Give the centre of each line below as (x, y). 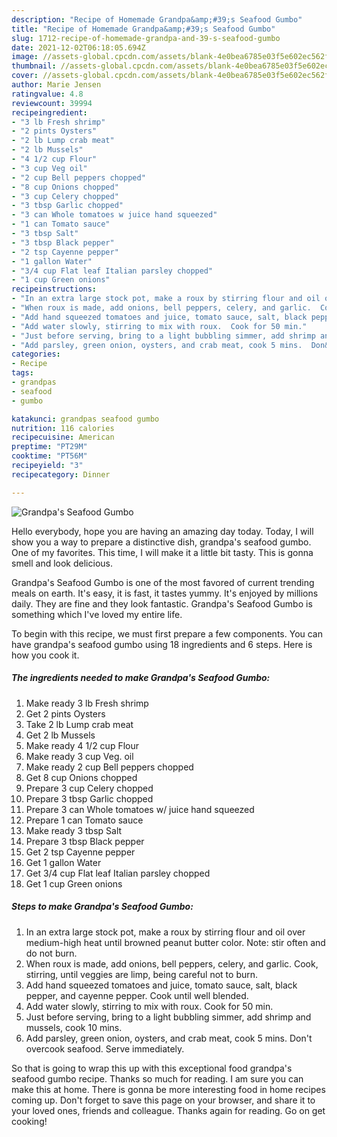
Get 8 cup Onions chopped (81, 777)
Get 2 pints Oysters (65, 713)
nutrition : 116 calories (63, 428)
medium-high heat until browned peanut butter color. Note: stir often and (175, 942)
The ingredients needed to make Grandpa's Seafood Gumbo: (141, 678)
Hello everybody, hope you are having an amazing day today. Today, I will (162, 531)
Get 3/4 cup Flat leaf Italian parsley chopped (118, 873)
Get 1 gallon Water (63, 862)
